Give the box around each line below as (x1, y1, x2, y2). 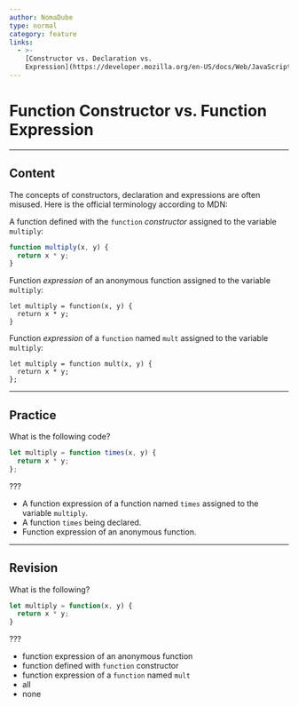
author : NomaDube (9, 12, 74, 22)
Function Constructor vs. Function (9, 101, 268, 121)
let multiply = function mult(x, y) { (9, 360, 153, 369)
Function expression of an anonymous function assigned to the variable (9, 275, 271, 286)
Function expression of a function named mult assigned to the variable (9, 333, 269, 344)
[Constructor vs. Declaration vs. (25, 54, 153, 63)
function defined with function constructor (21, 661, 179, 671)
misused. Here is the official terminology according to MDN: (9, 199, 228, 210)
